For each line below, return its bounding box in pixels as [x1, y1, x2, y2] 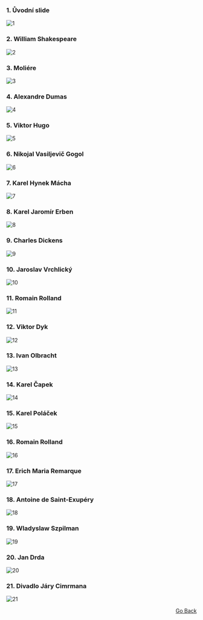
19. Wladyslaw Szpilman [6, 524, 80, 532]
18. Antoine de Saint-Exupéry [6, 495, 94, 503]
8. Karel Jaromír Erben [6, 208, 74, 216]
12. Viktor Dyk [6, 323, 48, 331]
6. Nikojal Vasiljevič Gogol [6, 150, 84, 158]
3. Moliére [6, 63, 36, 72]
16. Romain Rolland [6, 438, 63, 446]
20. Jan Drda [6, 553, 45, 561]
